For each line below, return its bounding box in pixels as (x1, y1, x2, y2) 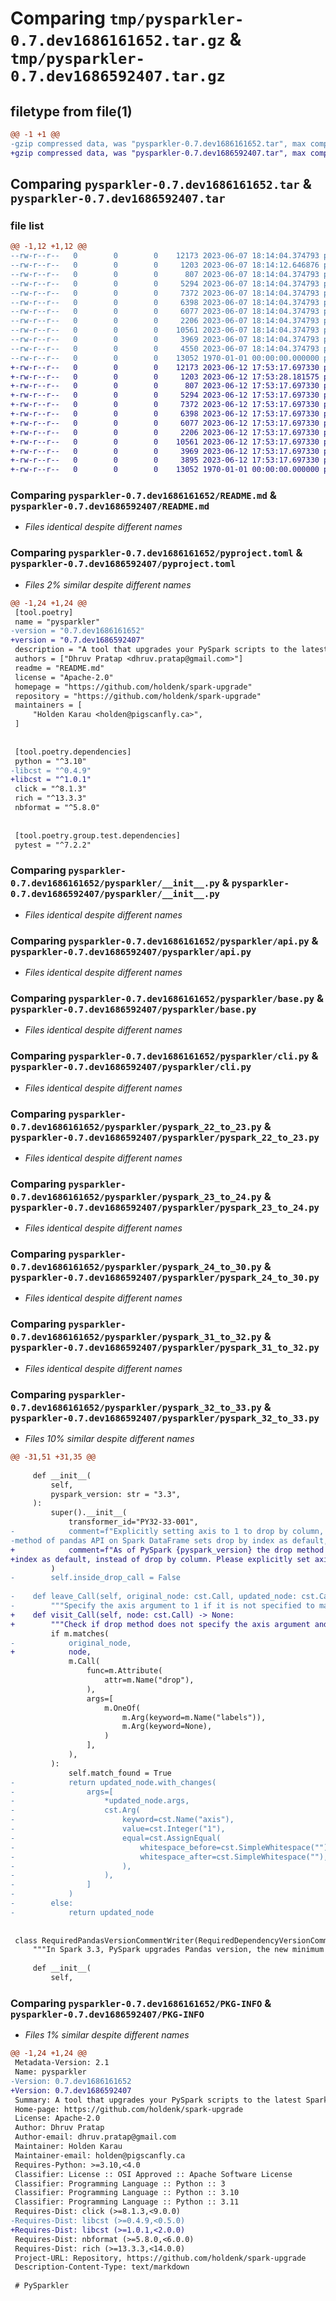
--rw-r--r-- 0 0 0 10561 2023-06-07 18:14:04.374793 (10, 325, 320, 336)
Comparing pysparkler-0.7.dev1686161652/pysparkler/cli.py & (10, 1049, 319, 1063)
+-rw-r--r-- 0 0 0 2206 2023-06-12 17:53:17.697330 (10, 427, 320, 437)
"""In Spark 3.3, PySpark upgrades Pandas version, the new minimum (32, 1945, 325, 1955)
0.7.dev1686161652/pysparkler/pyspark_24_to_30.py (10, 1262, 262, 1273)
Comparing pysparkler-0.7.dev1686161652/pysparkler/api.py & (10, 933, 319, 947)
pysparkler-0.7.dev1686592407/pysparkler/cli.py (10, 1062, 252, 1073)
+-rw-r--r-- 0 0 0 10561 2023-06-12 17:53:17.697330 (10, 437, 320, 447)
